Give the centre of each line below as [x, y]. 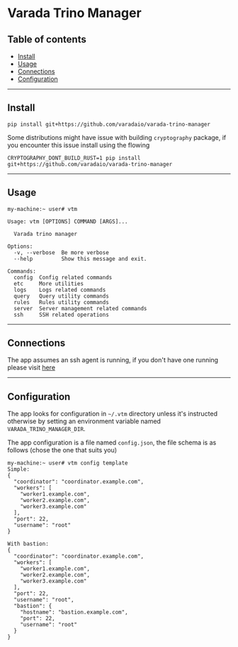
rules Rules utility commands [62, 302]
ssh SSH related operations [62, 315]
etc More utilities [49, 283]
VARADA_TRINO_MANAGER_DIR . [46, 429]
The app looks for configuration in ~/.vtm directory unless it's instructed [113, 414]
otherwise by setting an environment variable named [84, 421]
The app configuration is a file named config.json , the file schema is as [112, 442]
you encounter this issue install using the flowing [79, 145]
